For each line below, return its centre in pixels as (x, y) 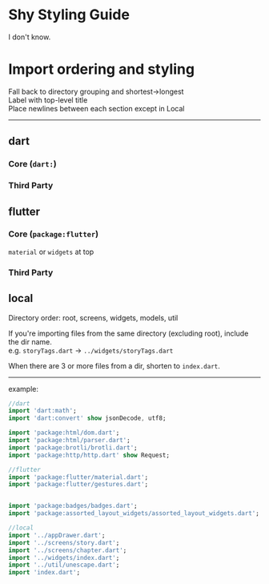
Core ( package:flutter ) (53, 234)
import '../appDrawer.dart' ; (57, 535)
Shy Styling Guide (69, 15)
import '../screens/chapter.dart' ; (68, 550)
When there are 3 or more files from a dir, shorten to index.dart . (114, 365)
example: (23, 389)
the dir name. (30, 341)
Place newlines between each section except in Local (96, 108)
